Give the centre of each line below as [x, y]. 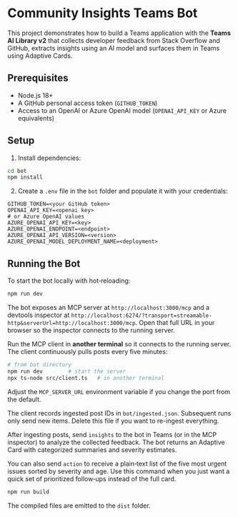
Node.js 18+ [35, 95]
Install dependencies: [49, 158]
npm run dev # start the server [67, 371]
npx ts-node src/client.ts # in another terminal [86, 378]
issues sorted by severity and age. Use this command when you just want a [119, 471]
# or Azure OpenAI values [46, 217]
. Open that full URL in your [175, 322]
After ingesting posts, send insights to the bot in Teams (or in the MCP [112, 434]
